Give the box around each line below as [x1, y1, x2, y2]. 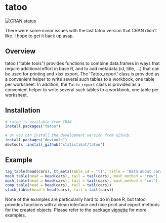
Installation [5, 106, 41, 115]
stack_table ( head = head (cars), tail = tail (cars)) [5, 187, 114, 192]
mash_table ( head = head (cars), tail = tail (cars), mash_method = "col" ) [5, 178, 158, 183]
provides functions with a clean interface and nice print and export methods [5, 202, 160, 208]
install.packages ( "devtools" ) [5, 138, 68, 143]
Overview [5, 47, 36, 56]
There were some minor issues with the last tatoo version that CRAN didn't [5, 27, 157, 33]
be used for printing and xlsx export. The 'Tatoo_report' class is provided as [5, 71, 160, 77]
